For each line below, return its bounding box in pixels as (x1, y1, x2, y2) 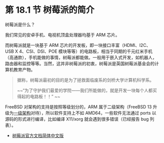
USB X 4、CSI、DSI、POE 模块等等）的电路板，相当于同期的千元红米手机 (5, 48, 153, 54)
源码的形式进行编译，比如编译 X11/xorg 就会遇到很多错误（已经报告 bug (5, 116, 149, 122)
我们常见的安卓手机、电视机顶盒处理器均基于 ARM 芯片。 (5, 32, 120, 38)
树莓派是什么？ (5, 21, 35, 27)
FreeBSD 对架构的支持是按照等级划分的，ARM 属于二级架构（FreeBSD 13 (5, 103, 152, 110)
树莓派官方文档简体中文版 (12, 132, 64, 138)
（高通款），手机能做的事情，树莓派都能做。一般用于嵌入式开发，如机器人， (5, 54, 157, 60)
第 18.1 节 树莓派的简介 (5, 4, 95, 16)
